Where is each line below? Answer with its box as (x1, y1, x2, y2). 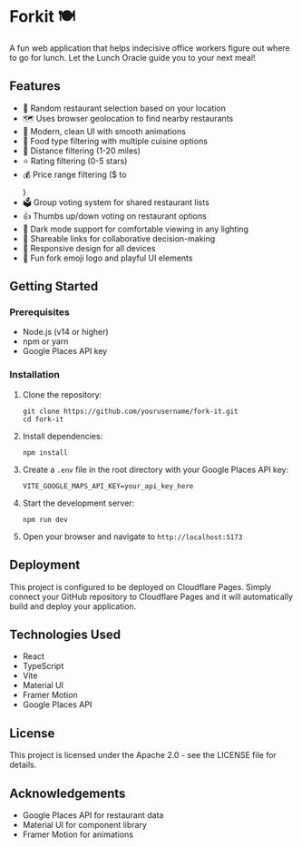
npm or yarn (22, 336, 69, 347)
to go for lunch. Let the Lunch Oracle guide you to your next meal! (9, 52, 256, 63)
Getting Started (9, 279, 99, 294)
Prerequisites (9, 306, 70, 319)
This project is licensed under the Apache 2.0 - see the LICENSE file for (9, 750, 277, 761)
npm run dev (22, 515, 68, 524)
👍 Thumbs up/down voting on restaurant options (22, 210, 207, 222)
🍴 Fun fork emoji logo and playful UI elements (22, 252, 193, 263)
